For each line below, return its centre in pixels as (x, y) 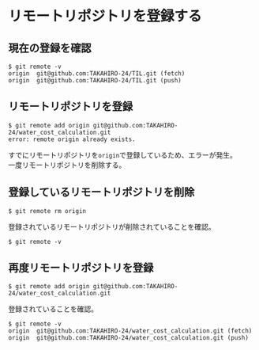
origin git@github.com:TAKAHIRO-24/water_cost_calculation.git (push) (128, 338)
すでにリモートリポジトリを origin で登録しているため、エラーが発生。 (122, 154)
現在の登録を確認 (50, 48)
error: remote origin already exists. (72, 139)
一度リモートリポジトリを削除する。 (67, 165)
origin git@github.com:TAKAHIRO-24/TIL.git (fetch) (97, 74)
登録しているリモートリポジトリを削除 (101, 192)
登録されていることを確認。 (53, 309)
